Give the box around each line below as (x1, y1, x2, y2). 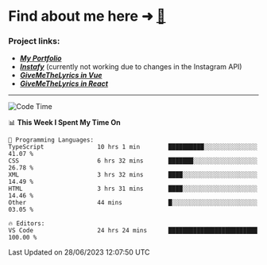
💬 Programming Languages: (8, 136, 94, 144)
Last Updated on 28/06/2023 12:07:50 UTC (8, 247, 150, 257)
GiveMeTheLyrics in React (19, 79, 109, 88)
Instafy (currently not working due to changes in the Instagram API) (19, 62, 242, 72)
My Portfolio (19, 53, 62, 63)
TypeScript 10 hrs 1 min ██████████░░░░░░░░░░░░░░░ (8, 143, 258, 151)
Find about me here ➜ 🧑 (8, 7, 166, 25)
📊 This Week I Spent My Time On (8, 118, 121, 127)
